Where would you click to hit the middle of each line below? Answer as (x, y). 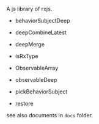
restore (24, 104)
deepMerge (30, 44)
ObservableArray (37, 68)
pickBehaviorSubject (41, 92)
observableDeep (36, 80)
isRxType (27, 56)
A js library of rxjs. (29, 9)
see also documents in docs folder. (50, 115)
